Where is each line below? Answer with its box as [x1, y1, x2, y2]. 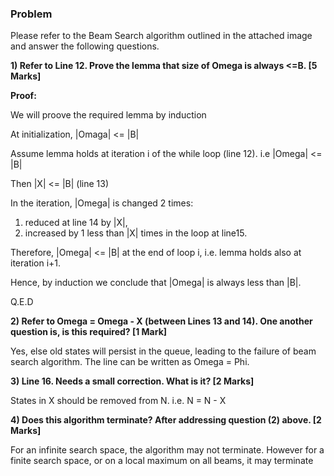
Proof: [10, 90, 37, 102]
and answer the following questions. [10, 40, 160, 52]
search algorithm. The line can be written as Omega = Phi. [10, 356, 250, 368]
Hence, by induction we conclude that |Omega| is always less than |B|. [10, 277, 302, 289]
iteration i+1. [10, 257, 62, 269]
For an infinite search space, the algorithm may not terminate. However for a [10, 444, 325, 456]
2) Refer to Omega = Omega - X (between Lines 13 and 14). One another [10, 315, 313, 327]
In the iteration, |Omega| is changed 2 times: [10, 197, 194, 209]
